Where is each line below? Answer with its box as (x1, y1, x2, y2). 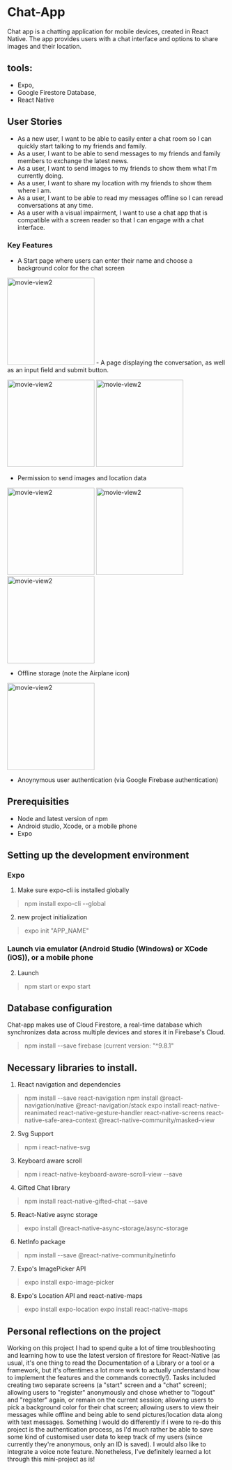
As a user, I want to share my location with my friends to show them (17, 178, 212, 187)
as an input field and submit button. (7, 365, 109, 374)
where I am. (17, 186, 52, 194)
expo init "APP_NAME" (24, 926, 89, 935)
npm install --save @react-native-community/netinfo (24, 1251, 176, 1260)
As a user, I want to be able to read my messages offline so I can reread (17, 193, 224, 202)
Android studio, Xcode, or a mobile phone (17, 822, 137, 830)
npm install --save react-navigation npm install (24, 1094, 159, 1102)
